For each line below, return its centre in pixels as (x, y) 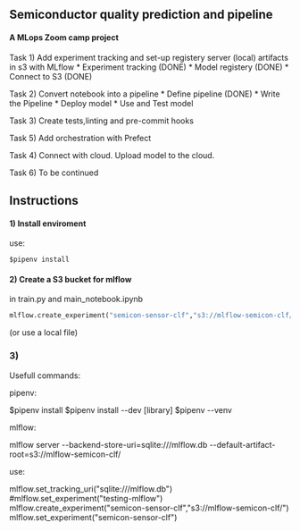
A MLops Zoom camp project (64, 37)
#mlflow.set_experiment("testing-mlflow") (86, 498)
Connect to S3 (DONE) (51, 76)
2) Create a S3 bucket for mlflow (71, 279)
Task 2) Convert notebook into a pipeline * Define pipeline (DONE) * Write (145, 94)
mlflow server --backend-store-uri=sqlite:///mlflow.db (108, 444)
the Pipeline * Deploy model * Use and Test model (101, 103)
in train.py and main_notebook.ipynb (76, 299)
